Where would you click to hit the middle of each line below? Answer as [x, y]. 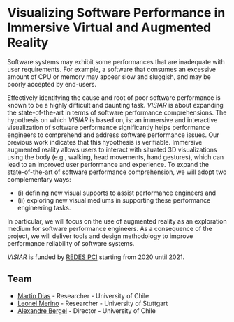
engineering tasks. [44, 207]
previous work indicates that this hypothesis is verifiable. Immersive [105, 142]
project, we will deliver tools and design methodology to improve [100, 236]
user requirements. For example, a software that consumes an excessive [112, 69]
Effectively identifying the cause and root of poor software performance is [114, 97]
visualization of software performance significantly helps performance [109, 127]
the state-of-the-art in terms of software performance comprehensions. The [117, 112]
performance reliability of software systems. [71, 243]
